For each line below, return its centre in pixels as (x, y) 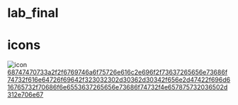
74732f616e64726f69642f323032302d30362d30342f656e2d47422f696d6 (119, 80)
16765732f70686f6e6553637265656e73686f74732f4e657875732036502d (118, 87)
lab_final (33, 13)
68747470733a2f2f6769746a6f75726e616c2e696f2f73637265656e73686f (118, 73)
